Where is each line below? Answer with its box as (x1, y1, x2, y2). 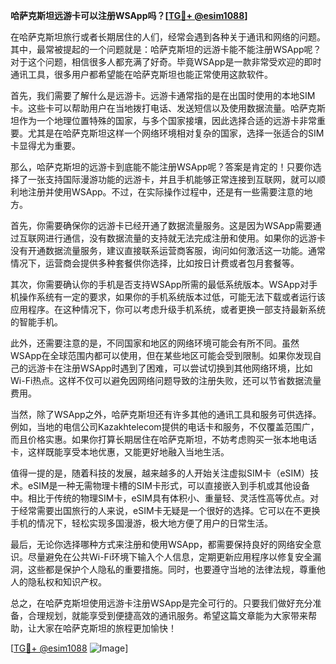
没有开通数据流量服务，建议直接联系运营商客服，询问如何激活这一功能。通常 (10, 245, 326, 256)
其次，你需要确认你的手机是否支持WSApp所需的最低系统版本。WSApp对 (10, 279, 310, 290)
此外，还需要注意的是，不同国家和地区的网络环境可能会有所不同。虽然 (10, 337, 300, 349)
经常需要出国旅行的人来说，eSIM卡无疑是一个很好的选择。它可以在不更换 (18, 505, 321, 516)
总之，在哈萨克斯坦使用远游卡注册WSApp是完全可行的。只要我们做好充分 (10, 597, 313, 609)
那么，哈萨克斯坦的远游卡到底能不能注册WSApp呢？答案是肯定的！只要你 (10, 161, 313, 173)
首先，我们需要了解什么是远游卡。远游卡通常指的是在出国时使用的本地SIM (10, 90, 316, 101)
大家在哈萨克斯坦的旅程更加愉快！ (36, 622, 177, 634)
